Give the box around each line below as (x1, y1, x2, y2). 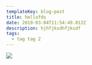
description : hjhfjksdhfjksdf (6, 25, 81, 31)
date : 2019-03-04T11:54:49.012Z (6, 19, 86, 25)
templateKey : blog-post (6, 8, 65, 15)
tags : (6, 31, 20, 37)
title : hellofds (6, 14, 46, 20)
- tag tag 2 (11, 36, 42, 42)
